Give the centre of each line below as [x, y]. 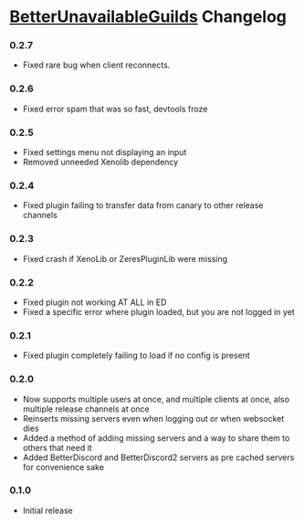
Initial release [47, 510]
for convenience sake [63, 466]
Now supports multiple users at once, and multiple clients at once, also [156, 399]
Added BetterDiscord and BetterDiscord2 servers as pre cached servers [158, 457]
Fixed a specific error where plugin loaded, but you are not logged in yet [158, 311]
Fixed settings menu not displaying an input [105, 152]
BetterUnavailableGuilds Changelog [148, 17]
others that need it [58, 447]
